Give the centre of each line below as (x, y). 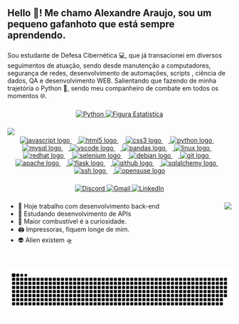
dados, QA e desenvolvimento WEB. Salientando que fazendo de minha (112, 81)
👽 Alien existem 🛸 (45, 240)
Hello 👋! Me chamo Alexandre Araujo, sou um (110, 13)
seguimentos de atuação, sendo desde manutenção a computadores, (109, 66)
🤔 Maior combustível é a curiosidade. (72, 221)
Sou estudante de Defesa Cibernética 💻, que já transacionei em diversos (115, 56)
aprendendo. (37, 35)
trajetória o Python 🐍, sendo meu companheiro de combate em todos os (113, 88)
